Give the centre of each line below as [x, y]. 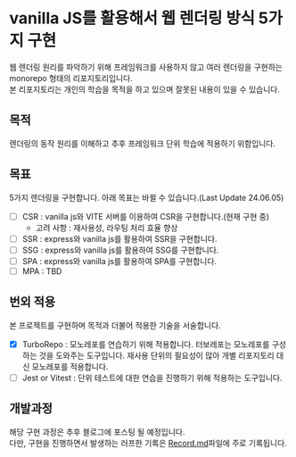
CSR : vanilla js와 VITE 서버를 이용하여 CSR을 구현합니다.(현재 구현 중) [146, 216]
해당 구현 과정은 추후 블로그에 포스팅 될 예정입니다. [97, 432]
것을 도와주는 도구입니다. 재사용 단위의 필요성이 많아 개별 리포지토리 [156, 355]
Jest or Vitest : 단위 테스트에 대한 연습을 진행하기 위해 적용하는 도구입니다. [152, 378]
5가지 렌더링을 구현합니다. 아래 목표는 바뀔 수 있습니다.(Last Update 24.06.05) [147, 197]
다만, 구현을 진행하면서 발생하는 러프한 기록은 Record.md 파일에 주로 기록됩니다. [148, 443]
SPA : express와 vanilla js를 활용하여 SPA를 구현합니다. [119, 261]
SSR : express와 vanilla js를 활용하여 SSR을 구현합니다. [119, 238]
